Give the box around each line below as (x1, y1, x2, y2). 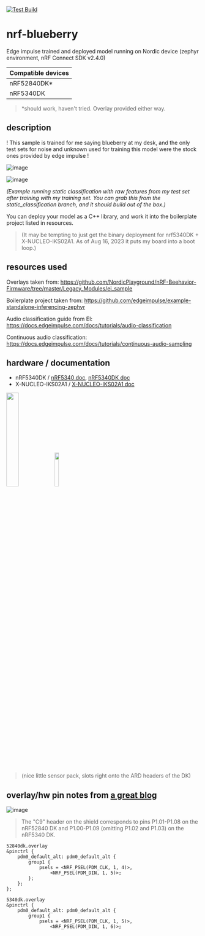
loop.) (21, 244, 37, 251)
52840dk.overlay (6, 843, 48, 849)
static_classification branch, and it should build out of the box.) (6, 200, 166, 208)
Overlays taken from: (6, 278, 59, 286)
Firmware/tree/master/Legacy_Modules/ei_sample (6, 284, 133, 292)
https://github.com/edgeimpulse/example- (84, 297, 192, 304)
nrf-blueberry (6, 28, 78, 41)
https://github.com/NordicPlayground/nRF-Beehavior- (60, 278, 197, 286)
